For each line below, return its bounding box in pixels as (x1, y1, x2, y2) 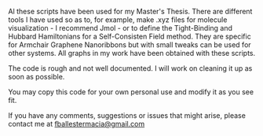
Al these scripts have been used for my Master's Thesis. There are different (8, 7, 253, 16)
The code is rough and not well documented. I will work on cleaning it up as (8, 64, 253, 73)
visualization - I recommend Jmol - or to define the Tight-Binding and (8, 24, 233, 32)
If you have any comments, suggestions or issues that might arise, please (8, 111, 246, 120)
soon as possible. (8, 72, 65, 81)
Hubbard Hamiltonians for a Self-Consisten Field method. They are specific (8, 31, 251, 41)
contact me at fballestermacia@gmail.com (8, 119, 145, 128)
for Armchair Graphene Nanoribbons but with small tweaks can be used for (8, 40, 251, 50)
